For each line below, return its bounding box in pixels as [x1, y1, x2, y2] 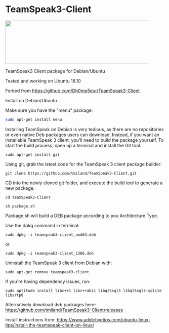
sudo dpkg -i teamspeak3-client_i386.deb [5, 251, 94, 256]
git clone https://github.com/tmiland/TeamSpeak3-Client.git [5, 171, 137, 176]
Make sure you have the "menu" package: [5, 107, 93, 113]
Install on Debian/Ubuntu [5, 97, 57, 103]
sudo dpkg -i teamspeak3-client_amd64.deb [5, 232, 96, 237]
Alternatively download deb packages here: [5, 301, 96, 307]
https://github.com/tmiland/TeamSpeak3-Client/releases [5, 307, 123, 313]
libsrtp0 [5, 293, 24, 298]
